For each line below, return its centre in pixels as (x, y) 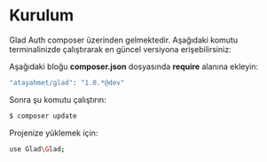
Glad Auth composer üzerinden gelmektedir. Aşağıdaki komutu (123, 40)
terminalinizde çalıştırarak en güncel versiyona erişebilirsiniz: (121, 49)
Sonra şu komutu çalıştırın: (58, 99)
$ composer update (43, 116)
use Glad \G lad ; (37, 149)
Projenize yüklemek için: (54, 133)
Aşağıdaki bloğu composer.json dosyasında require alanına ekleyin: (134, 66)
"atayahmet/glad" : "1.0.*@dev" (67, 82)
